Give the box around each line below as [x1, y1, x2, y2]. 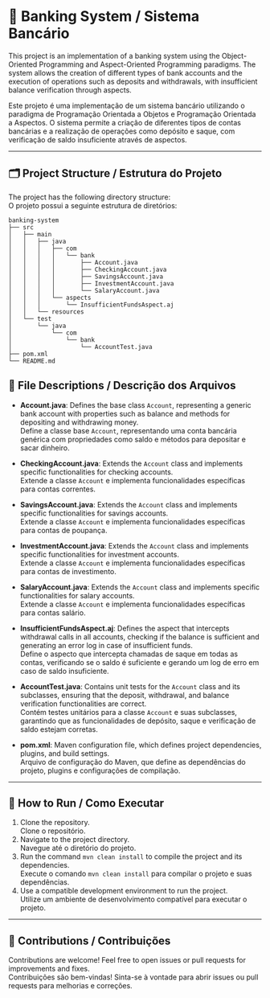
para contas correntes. [19, 484, 96, 494]
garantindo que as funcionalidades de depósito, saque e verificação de [19, 716, 256, 725]
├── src [8, 223, 35, 232]
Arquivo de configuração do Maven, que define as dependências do [19, 757, 247, 766]
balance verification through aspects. [8, 84, 133, 95]
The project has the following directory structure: [8, 192, 171, 202]
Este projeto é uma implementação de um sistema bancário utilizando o [8, 101, 245, 110]
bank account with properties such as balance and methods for [19, 409, 231, 418]
